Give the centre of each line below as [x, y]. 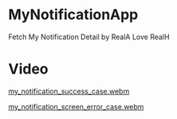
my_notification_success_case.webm [69, 91]
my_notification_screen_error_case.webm [76, 106]
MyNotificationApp [73, 15]
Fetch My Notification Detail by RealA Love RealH [89, 37]
